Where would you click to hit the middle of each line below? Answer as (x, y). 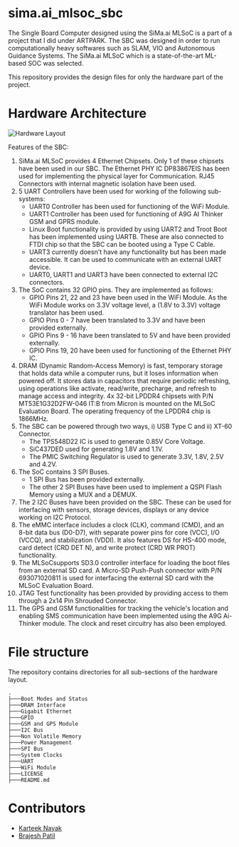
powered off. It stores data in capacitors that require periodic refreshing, (124, 380)
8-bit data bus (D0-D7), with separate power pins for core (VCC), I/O (119, 532)
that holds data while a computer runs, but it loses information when (118, 373)
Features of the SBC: (39, 147)
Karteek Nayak (40, 828)
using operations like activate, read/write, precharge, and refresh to (117, 388)
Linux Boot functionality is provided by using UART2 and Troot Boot (128, 229)
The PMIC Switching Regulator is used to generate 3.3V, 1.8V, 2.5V (126, 456)
